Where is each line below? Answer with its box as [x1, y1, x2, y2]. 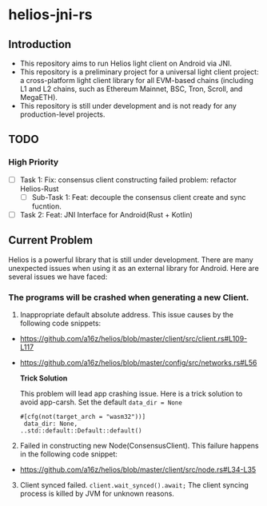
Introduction [8, 38, 72, 51]
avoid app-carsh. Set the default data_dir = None [19, 397, 182, 407]
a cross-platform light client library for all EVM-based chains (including [19, 76, 253, 85]
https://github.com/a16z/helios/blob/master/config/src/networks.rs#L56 [19, 357, 257, 367]
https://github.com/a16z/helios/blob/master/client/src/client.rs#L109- [19, 333, 248, 343]
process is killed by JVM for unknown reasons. [19, 488, 174, 498]
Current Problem [8, 233, 94, 247]
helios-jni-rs [8, 6, 94, 24]
